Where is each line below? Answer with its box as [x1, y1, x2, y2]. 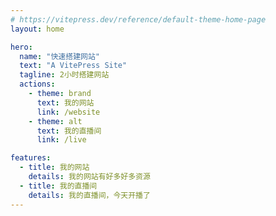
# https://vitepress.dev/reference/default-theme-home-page [10, 14, 267, 25]
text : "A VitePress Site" [19, 61, 128, 71]
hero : [10, 42, 33, 52]
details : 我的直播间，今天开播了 [28, 190, 151, 200]
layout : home [10, 24, 65, 34]
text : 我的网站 [36, 97, 95, 108]
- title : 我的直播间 [19, 181, 98, 191]
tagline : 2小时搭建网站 [19, 70, 110, 80]
